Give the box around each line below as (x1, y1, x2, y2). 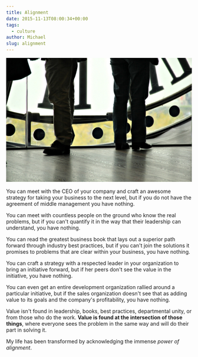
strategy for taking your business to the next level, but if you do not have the (6, 194, 192, 201)
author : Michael (6, 34, 46, 41)
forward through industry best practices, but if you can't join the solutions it (6, 242, 190, 249)
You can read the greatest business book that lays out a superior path (6, 235, 176, 243)
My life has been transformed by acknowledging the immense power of (6, 338, 180, 345)
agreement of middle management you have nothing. (6, 200, 135, 207)
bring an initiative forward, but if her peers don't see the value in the (6, 266, 171, 273)
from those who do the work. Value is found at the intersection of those (6, 313, 183, 321)
